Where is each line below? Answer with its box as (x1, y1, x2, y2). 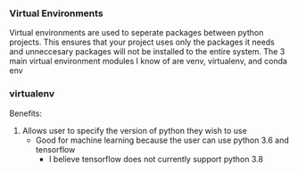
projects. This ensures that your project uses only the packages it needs (9, 37, 275, 47)
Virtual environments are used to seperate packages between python (9, 28, 264, 38)
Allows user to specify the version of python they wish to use (21, 125, 247, 136)
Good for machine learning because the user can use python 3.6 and (35, 135, 290, 145)
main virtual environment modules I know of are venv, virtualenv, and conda (9, 56, 288, 67)
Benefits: (9, 108, 43, 119)
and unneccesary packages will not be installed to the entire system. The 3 (9, 46, 286, 57)
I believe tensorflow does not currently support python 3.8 (48, 153, 263, 164)
